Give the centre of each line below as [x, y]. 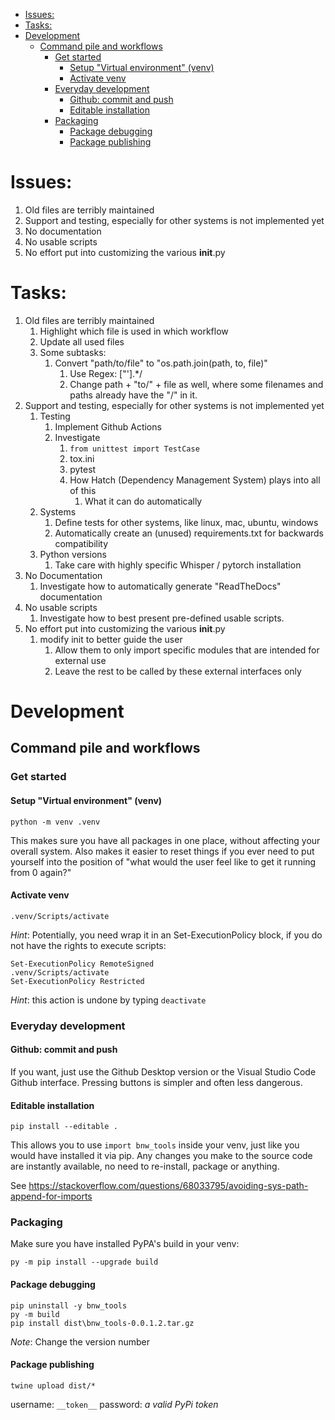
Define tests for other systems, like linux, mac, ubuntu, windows [186, 522]
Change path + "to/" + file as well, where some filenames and [196, 384]
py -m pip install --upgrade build [84, 1262]
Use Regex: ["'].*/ [106, 373]
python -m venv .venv [55, 822]
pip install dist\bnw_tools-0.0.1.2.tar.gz [102, 1323]
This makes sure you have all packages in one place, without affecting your [165, 840]
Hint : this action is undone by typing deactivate [108, 1000]
